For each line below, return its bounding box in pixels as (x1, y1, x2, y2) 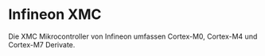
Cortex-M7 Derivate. (8, 39, 76, 49)
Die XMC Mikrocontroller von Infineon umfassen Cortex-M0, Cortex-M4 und (8, 32, 258, 41)
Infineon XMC (8, 6, 102, 24)
